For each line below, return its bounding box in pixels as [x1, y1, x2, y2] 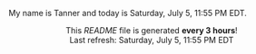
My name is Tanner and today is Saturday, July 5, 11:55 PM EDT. [8, 8, 247, 18]
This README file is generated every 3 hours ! [65, 25, 238, 35]
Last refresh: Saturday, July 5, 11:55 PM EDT [69, 35, 234, 45]
